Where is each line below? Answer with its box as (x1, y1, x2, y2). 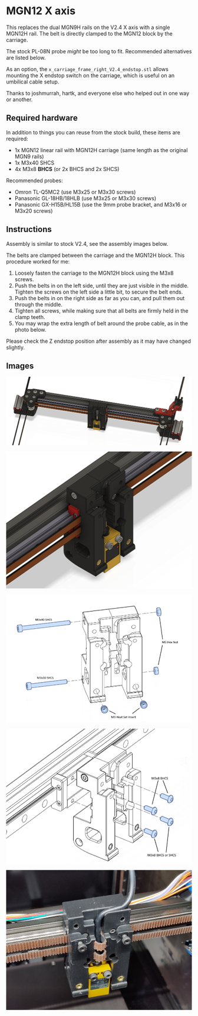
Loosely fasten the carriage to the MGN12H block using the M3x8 (14, 269, 174, 276)
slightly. (6, 343, 25, 351)
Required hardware (6, 113, 78, 123)
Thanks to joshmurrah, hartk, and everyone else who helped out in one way (6, 89, 190, 97)
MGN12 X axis (6, 4, 75, 18)
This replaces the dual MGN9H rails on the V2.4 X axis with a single (6, 24, 170, 31)
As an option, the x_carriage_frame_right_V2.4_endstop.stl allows (6, 65, 169, 72)
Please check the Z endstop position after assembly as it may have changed (6, 337, 192, 345)
